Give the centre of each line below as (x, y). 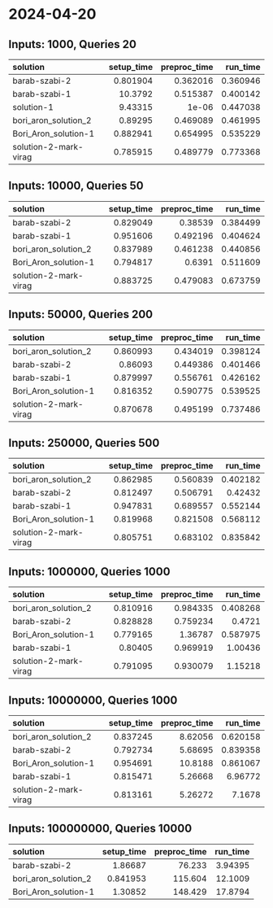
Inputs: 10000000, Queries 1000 (93, 700)
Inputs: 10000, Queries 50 (76, 186)
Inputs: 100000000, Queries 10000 (100, 829)
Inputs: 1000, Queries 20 (72, 44)
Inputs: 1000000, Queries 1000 (89, 572)
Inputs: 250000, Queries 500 (84, 443)
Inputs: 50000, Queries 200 (81, 314)
